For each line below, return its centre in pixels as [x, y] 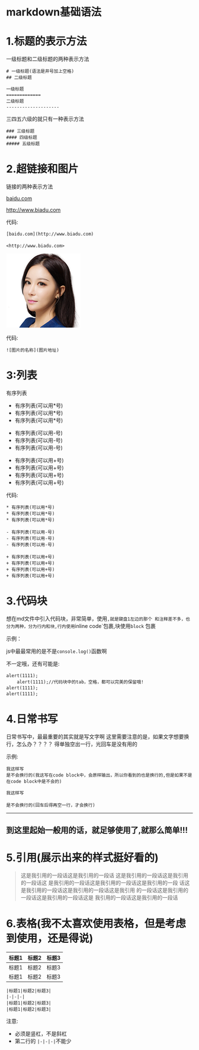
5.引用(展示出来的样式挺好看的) [82, 858]
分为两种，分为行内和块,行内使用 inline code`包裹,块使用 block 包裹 [81, 626]
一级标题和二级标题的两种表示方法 [48, 59]
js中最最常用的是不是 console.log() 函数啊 [57, 651]
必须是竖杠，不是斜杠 [41, 1033]
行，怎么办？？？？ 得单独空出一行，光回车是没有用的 [72, 744]
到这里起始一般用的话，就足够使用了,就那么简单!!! [97, 830]
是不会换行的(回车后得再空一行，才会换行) [51, 805]
